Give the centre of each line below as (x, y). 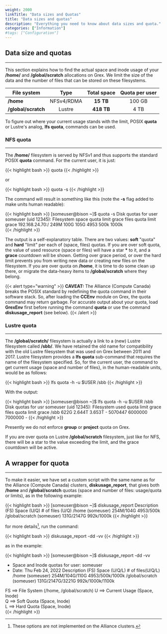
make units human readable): (35, 204)
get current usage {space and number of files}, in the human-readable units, (83, 368)
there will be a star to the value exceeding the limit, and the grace (72, 442)
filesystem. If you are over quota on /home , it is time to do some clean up (80, 266)
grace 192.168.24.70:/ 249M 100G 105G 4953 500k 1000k (64, 225)
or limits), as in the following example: (44, 496)
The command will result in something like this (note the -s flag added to (80, 199)
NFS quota (18, 139)
